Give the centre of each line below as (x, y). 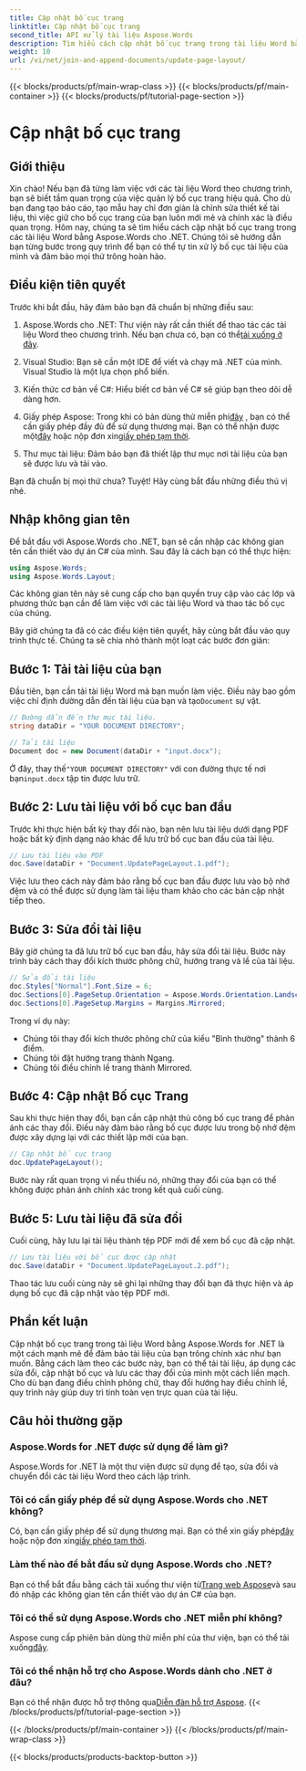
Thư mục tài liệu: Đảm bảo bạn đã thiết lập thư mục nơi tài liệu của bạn (155, 454)
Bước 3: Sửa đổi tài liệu (76, 929)
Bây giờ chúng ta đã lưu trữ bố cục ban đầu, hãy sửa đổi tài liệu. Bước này (148, 951)
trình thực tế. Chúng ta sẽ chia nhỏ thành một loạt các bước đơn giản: (140, 641)
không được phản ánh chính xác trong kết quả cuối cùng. (117, 1190)
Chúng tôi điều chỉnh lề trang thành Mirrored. (107, 1067)
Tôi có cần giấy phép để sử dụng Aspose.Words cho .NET (139, 1500)
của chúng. (31, 613)
